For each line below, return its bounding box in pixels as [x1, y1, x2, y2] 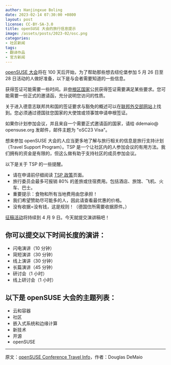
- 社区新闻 [5, 41, 25, 46]
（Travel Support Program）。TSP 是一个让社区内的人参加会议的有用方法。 [5, 144, 161, 150]
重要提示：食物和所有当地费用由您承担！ [12, 191, 98, 197]
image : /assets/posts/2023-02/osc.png [5, 31, 88, 36]
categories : [5, 36, 31, 41]
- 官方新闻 [5, 54, 25, 60]
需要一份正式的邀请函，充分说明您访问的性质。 [9, 92, 108, 99]
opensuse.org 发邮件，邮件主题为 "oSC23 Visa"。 [5, 127, 110, 133]
